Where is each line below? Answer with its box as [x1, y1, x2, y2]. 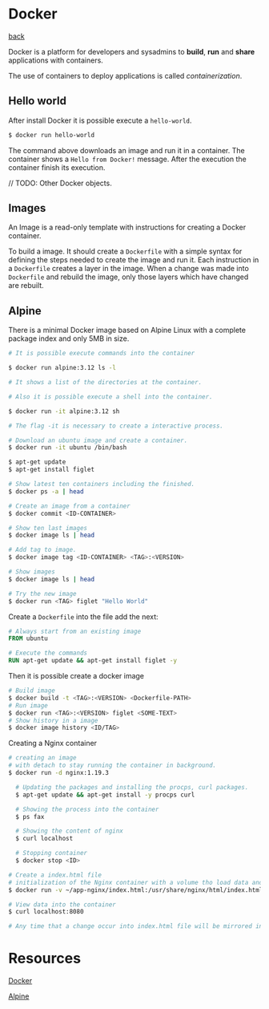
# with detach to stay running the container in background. [8, 761, 217, 770]
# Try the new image [8, 590, 78, 598]
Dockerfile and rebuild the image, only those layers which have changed [8, 272, 249, 282]
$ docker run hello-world [8, 131, 94, 139]
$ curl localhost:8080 [8, 908, 84, 916]
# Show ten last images [8, 524, 88, 532]
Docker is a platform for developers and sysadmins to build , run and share [8, 47, 255, 56]
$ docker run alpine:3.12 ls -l [8, 364, 116, 372]
